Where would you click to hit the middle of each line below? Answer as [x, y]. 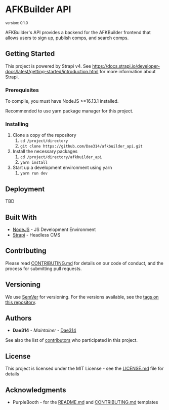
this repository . [21, 302]
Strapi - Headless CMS [36, 235]
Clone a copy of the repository [45, 135]
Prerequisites [22, 90]
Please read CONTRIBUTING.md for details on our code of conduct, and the [84, 263]
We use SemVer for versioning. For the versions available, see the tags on [82, 297]
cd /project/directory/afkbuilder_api [61, 157]
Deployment [25, 189]
